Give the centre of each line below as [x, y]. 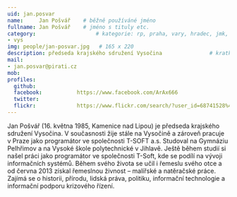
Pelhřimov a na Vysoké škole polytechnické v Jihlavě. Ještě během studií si [117, 148]
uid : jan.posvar [31, 14]
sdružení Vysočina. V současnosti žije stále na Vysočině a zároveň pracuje [116, 133]
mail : [15, 60]
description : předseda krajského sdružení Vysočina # [110, 54]
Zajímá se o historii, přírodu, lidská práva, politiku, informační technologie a [116, 178]
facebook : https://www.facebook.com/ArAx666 [96, 92]
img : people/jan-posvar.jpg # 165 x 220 [71, 47]
